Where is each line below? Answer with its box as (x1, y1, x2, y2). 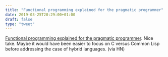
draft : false (5, 17, 33, 22)
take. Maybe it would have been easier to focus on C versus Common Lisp (5, 41, 160, 47)
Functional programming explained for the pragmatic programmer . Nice (5, 35, 153, 41)
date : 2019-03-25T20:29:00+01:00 (5, 12, 76, 17)
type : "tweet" (5, 21, 35, 27)
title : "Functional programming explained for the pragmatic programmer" (5, 7, 164, 13)
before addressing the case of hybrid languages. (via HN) (5, 46, 125, 52)
